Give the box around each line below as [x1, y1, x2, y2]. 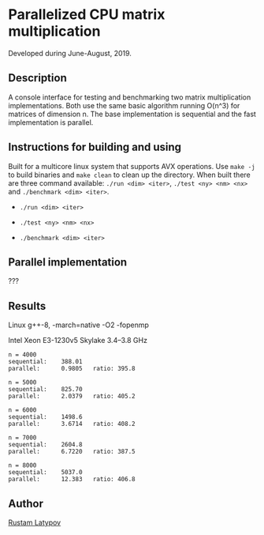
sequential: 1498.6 [8, 413, 83, 421]
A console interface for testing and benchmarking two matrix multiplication [8, 92, 251, 102]
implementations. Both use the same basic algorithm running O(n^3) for [8, 100, 240, 110]
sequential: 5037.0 [8, 469, 83, 477]
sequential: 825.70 [8, 386, 83, 394]
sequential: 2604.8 [8, 441, 83, 449]
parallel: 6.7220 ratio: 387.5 [8, 448, 136, 456]
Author [8, 496, 43, 511]
